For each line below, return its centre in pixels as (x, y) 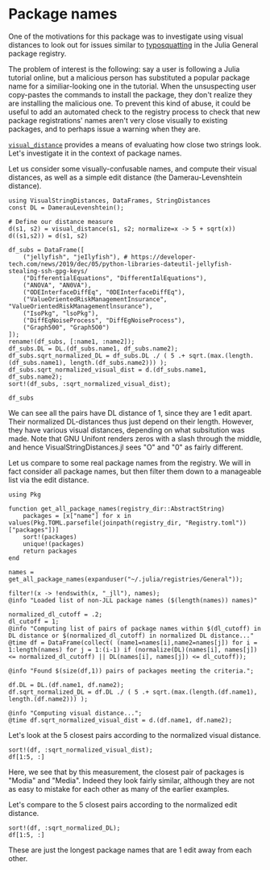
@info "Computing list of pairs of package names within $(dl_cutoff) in (135, 628)
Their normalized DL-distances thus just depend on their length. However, (131, 421)
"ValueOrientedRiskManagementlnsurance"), (81, 306)
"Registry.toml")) (216, 523)
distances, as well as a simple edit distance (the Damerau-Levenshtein (125, 177)
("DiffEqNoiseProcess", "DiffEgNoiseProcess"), (104, 320)
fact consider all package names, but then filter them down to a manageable (135, 471)
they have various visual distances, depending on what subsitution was (127, 430)
